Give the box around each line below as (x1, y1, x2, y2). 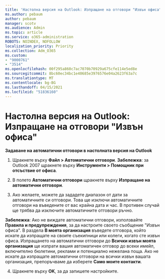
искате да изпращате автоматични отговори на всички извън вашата (5, 253, 151, 259)
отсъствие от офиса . (12, 167, 57, 173)
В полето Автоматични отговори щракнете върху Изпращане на (12, 177, 151, 183)
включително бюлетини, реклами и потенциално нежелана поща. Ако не (5, 249, 159, 254)
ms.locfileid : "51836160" (5, 89, 58, 94)
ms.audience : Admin (5, 26, 45, 30)
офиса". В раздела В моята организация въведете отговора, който (5, 227, 146, 233)
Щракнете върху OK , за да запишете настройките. (12, 268, 119, 274)
